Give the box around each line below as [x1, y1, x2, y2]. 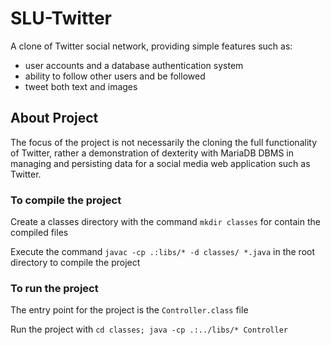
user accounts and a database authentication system [24, 59, 244, 71]
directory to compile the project [10, 257, 141, 269]
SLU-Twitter [10, 7, 112, 30]
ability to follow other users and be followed [24, 70, 206, 82]
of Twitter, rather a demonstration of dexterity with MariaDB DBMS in [10, 147, 294, 159]
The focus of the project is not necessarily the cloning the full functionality [10, 136, 317, 148]
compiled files [10, 227, 69, 239]
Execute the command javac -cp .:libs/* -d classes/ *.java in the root [10, 246, 316, 258]
